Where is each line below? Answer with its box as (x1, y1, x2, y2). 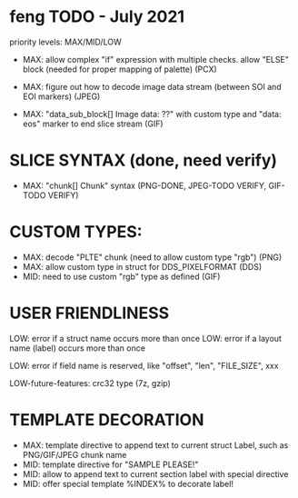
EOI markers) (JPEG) (22, 91, 101, 102)
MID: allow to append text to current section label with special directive (22, 468, 289, 479)
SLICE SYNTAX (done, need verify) (9, 150, 278, 171)
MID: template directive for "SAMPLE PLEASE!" (22, 459, 199, 470)
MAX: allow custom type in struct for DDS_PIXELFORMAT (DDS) (22, 261, 263, 272)
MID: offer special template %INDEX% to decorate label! (22, 478, 234, 489)
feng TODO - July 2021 (9, 6, 184, 27)
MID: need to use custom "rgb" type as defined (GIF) (22, 271, 221, 282)
